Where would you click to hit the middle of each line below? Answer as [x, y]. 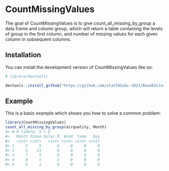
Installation [23, 55]
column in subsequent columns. [38, 39]
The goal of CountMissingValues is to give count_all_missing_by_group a [80, 23]
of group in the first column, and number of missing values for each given [81, 34]
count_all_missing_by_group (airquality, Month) [56, 127]
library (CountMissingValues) [36, 122]
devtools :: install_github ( [33, 85]
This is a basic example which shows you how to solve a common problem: [83, 113]
